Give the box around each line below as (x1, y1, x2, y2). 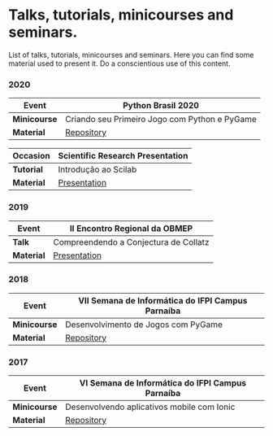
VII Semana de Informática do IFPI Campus (78, 294, 248, 306)
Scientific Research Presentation (58, 150, 188, 162)
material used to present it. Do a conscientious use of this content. (8, 59, 231, 68)
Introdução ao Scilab (58, 164, 137, 176)
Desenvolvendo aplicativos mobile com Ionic (64, 401, 236, 412)
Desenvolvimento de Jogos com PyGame (64, 319, 223, 330)
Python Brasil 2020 (123, 100, 199, 111)
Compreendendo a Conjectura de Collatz (52, 236, 210, 247)
